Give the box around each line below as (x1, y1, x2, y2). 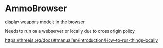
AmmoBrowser (5, 3, 67, 14)
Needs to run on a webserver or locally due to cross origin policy (5, 28, 135, 34)
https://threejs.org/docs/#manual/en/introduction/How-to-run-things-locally (5, 37, 158, 43)
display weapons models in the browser (5, 19, 85, 24)
